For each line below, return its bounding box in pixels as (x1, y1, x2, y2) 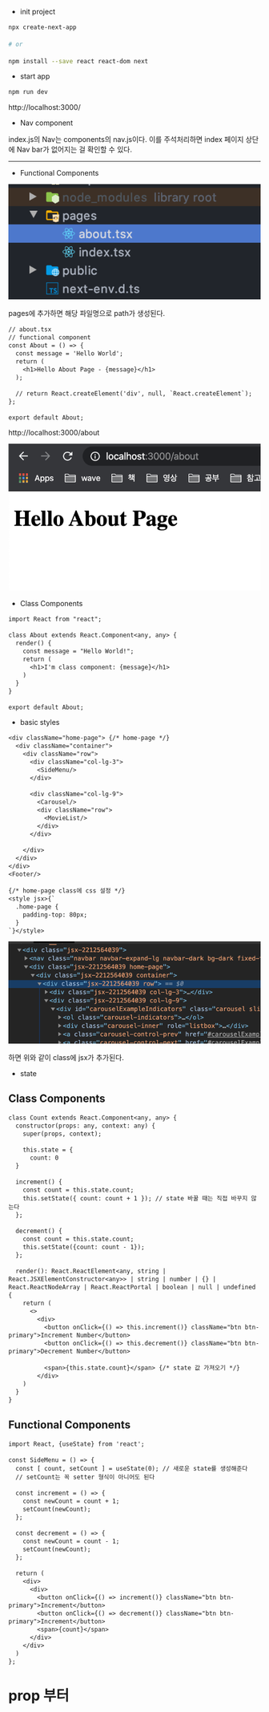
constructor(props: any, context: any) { (15, 1122, 156, 1130)
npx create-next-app (8, 23, 78, 31)
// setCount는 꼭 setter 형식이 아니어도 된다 (15, 1473, 155, 1482)
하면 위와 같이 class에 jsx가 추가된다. (8, 1052, 124, 1062)
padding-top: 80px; (22, 910, 88, 919)
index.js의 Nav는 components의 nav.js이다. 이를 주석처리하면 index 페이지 (8, 135, 244, 144)
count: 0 (29, 1154, 59, 1162)
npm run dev (8, 88, 48, 96)
